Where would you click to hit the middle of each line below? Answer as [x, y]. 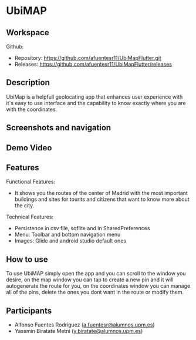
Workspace [28, 33]
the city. [24, 206]
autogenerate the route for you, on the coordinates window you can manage [98, 286]
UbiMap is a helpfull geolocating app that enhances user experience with [94, 97]
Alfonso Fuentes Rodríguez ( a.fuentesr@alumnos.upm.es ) [85, 325]
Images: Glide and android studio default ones [70, 241]
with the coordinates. [32, 109]
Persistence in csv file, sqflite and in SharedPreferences [82, 228]
